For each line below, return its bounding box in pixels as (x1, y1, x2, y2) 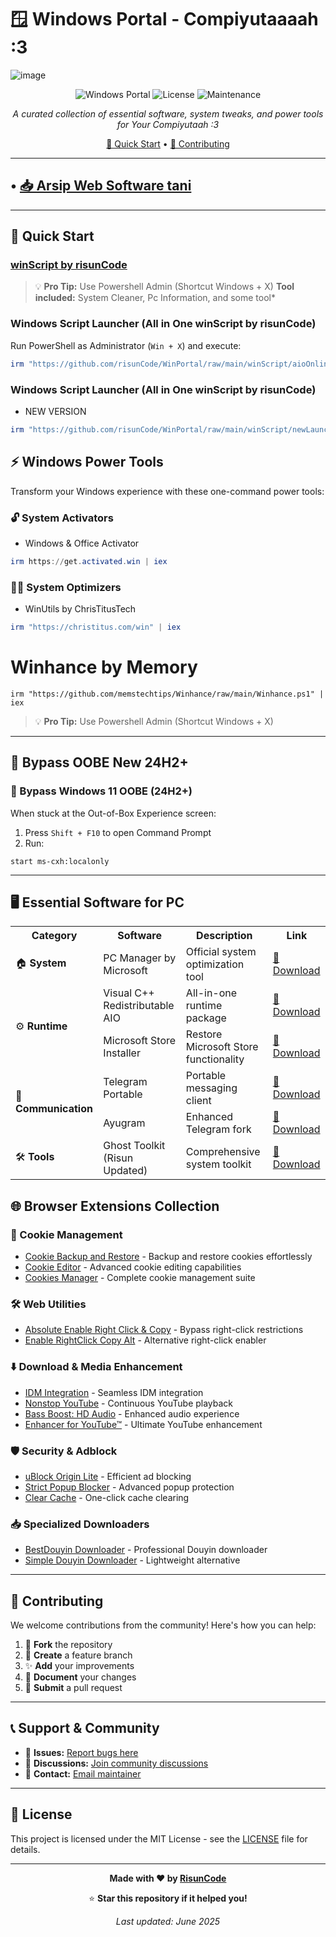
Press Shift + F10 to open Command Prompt (24, 826, 212, 838)
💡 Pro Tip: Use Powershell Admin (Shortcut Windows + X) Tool (34, 281, 295, 293)
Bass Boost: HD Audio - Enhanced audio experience (24, 1407, 240, 1420)
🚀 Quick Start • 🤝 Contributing (106, 137, 230, 150)
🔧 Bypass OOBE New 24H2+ (10, 754, 189, 771)
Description (196, 929, 253, 943)
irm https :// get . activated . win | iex (10, 556, 168, 566)
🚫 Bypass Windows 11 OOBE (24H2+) (10, 784, 193, 798)
